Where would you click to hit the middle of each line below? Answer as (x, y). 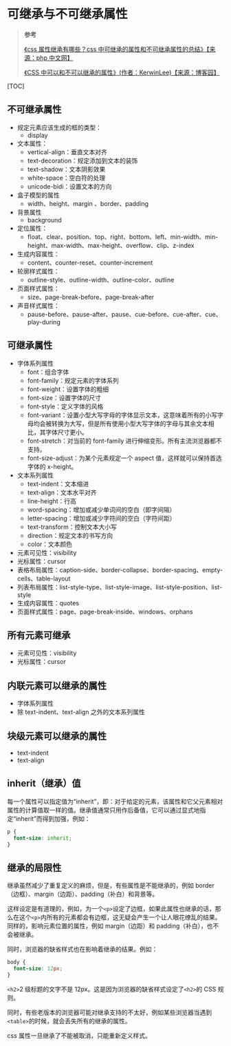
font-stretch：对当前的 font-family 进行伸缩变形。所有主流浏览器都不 (124, 441)
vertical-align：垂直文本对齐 (67, 151)
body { (16, 962)
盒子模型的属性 (38, 195)
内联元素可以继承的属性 (57, 686)
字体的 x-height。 (52, 466)
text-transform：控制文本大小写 (72, 527)
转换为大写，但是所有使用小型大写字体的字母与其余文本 (130, 423)
